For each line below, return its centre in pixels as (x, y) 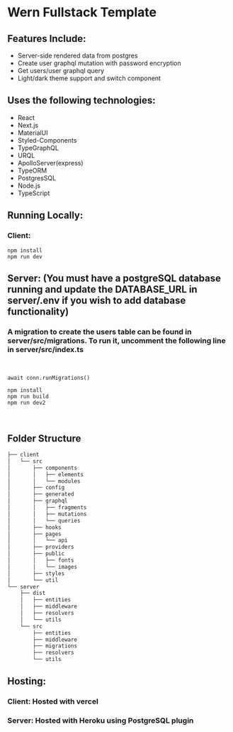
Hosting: (27, 681)
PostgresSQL (37, 177)
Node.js (29, 185)
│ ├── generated (41, 494)
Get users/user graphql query (61, 71)
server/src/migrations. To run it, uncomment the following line (116, 340)
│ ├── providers (41, 547)
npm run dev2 (27, 403)
